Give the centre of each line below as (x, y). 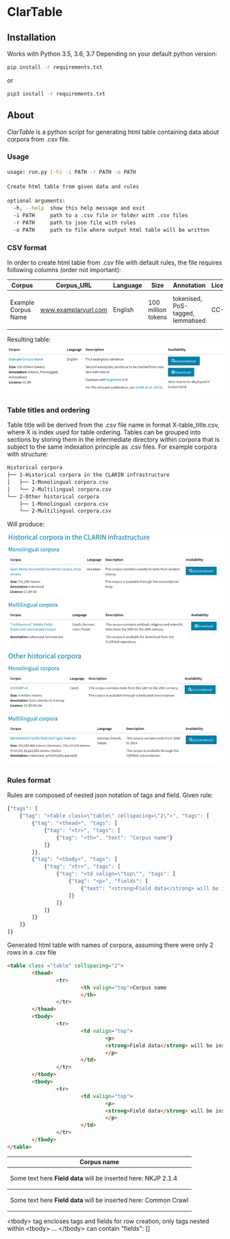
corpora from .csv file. (39, 139)
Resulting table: (29, 339)
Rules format (29, 780)
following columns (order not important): (64, 270)
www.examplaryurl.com (74, 309)
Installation (31, 37)
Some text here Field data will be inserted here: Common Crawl (99, 1200)
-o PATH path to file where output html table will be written (112, 230)
